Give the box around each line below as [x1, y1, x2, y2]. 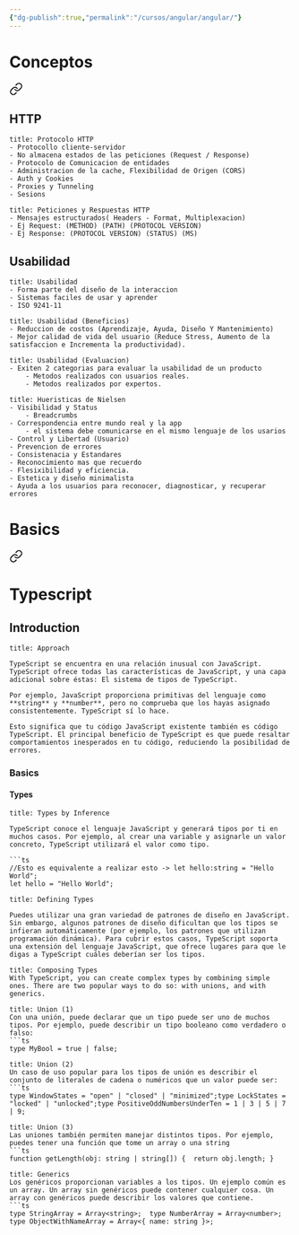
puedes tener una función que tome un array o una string [9, 1139, 230, 1148]
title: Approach [9, 644, 70, 653]
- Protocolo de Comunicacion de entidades [9, 159, 170, 168]
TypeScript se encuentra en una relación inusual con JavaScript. [9, 660, 262, 669]
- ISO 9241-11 [9, 302, 63, 311]
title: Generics [9, 1170, 70, 1179]
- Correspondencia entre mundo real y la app [9, 419, 182, 428]
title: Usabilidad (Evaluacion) [9, 356, 130, 365]
